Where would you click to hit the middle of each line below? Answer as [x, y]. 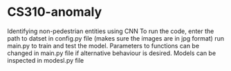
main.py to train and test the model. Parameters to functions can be [103, 45]
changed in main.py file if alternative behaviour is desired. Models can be [112, 53]
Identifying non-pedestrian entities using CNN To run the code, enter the [111, 31]
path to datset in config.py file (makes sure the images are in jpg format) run [116, 38]
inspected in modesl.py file [46, 60]
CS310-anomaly [55, 12]
